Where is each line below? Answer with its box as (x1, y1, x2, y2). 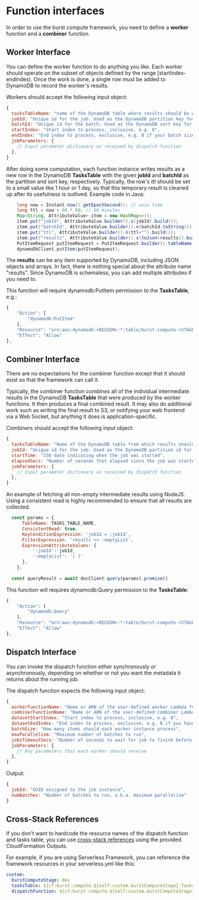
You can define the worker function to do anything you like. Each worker (6, 63, 182, 70)
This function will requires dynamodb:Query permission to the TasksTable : (6, 586, 188, 593)
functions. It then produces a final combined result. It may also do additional (6, 400, 192, 407)
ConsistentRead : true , (21, 526, 78, 532)
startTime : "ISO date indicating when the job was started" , (11, 452, 166, 458)
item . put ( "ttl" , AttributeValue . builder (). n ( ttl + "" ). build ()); (17, 229, 176, 235)
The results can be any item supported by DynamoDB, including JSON (6, 257, 179, 264)
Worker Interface (6, 47, 71, 58)
